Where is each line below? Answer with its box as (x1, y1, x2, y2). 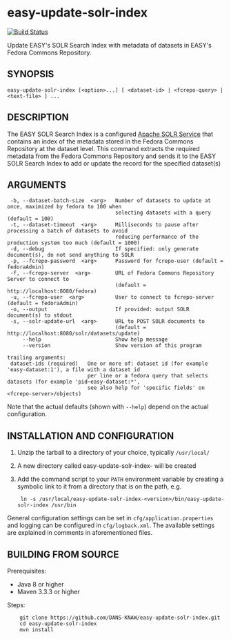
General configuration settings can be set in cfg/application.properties (7, 514, 214, 522)
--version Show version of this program (22, 342, 202, 349)
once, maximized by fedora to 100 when (7, 204, 122, 210)
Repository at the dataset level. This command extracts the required (7, 144, 200, 153)
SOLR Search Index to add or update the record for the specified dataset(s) (7, 159, 221, 167)
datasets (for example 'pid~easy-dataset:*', (7, 378, 140, 386)
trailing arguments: (7, 354, 67, 362)
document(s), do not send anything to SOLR (7, 252, 134, 259)
